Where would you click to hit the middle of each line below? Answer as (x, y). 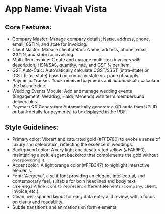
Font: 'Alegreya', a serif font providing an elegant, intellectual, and (79, 176)
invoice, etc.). (26, 191)
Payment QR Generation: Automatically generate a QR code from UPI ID (84, 107)
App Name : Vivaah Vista (56, 9)
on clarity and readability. (38, 202)
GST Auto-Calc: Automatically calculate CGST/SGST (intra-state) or (81, 70)
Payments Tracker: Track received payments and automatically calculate (86, 80)
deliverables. (25, 101)
